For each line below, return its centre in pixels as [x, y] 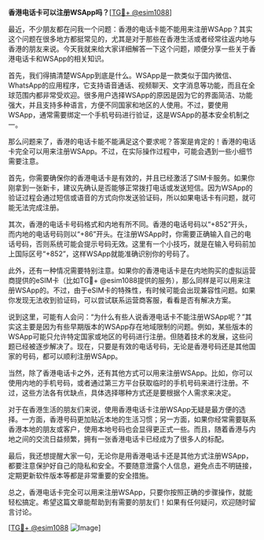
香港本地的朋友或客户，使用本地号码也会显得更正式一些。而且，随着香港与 [128, 429]
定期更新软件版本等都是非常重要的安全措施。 [81, 475]
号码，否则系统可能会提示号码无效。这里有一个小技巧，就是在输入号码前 [132, 244]
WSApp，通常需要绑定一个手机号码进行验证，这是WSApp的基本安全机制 [126, 115]
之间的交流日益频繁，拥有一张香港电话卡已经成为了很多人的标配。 [121, 439]
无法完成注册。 [39, 207]
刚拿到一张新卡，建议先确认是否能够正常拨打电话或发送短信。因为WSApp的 [130, 188]
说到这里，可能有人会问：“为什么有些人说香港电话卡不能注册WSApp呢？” [126, 317]
